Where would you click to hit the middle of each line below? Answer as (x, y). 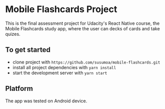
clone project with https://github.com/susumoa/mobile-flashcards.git (86, 62)
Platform (19, 89)
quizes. (13, 34)
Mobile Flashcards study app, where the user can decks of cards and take (83, 28)
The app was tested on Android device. (46, 101)
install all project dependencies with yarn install (64, 67)
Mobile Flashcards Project (61, 9)
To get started (28, 50)
